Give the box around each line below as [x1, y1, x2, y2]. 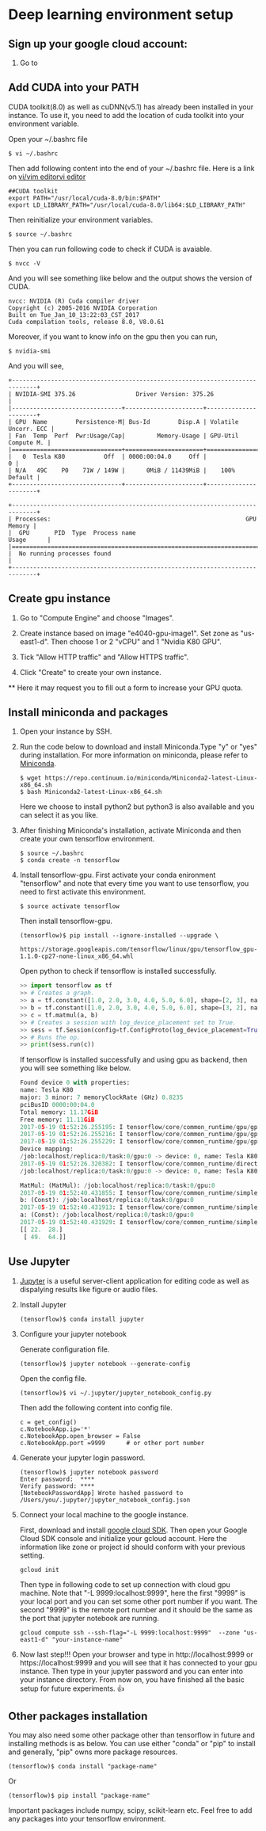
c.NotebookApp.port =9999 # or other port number [19, 1439, 205, 1447]
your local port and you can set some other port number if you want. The [19, 1596, 258, 1606]
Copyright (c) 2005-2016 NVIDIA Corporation [8, 303, 158, 312]
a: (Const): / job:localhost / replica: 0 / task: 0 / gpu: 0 [19, 1211, 194, 1219]
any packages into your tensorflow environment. [8, 1814, 166, 1824]
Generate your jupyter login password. [19, 1452, 146, 1463]
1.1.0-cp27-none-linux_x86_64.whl [19, 952, 134, 960]
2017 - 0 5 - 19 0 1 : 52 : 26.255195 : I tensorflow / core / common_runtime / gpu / [19, 1123, 251, 1131]
